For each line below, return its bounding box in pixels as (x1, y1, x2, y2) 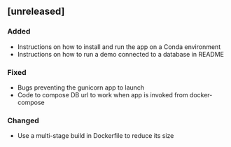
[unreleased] (7, 6, 65, 17)
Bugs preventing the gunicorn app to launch (17, 83, 145, 92)
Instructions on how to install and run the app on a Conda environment (17, 42, 221, 51)
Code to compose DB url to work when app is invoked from (17, 90, 188, 99)
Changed (7, 115, 40, 125)
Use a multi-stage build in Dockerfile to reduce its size (17, 132, 174, 140)
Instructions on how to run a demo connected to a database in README (17, 50, 225, 58)
